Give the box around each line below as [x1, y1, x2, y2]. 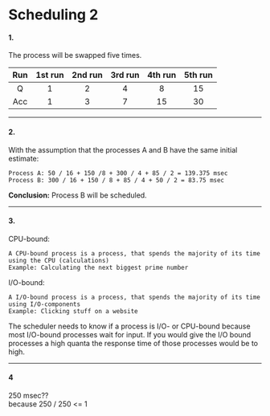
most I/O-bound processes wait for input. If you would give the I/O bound [8, 329, 252, 339]
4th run [147, 70, 177, 81]
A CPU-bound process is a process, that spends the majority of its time [8, 249, 261, 258]
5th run [183, 70, 213, 81]
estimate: [8, 153, 39, 163]
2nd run [72, 70, 103, 81]
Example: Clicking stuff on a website [8, 307, 138, 315]
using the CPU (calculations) [8, 256, 110, 264]
